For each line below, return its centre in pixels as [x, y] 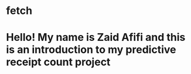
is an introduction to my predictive [91, 50]
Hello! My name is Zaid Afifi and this [96, 38]
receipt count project [58, 62]
